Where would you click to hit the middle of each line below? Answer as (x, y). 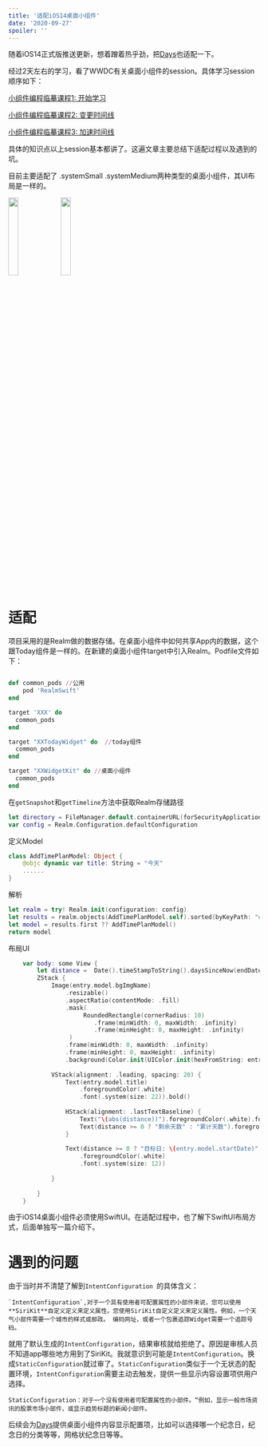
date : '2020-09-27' (41, 23)
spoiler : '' (28, 30)
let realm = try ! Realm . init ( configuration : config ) (98, 910)
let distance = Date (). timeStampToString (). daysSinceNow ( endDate (150, 971)
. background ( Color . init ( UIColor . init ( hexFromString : (155, 1060)
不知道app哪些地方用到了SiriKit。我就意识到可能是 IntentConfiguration (124, 1354)
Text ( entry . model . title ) (106, 1082)
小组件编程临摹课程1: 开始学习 (57, 98)
